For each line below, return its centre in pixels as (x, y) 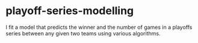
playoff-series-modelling (70, 11)
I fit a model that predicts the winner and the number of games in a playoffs (99, 27)
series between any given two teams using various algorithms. (83, 33)
